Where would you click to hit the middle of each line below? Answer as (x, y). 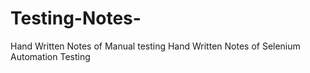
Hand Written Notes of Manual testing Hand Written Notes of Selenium (155, 46)
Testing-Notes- (76, 18)
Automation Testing (50, 56)
